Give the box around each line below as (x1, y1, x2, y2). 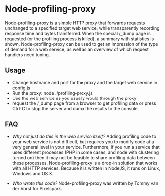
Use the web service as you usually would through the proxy (12, 95, 137, 101)
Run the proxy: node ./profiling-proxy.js (12, 90, 93, 96)
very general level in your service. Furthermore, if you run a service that (12, 144, 160, 150)
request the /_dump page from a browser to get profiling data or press (12, 100, 156, 106)
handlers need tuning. (5, 51, 50, 58)
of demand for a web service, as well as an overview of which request (5, 46, 149, 52)
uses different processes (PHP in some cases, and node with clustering (12, 149, 159, 155)
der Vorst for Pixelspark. (12, 185, 63, 191)
